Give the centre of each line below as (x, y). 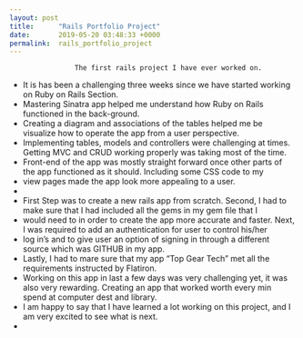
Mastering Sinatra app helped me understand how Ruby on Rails (143, 104)
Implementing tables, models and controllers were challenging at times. (157, 143)
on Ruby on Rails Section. (71, 94)
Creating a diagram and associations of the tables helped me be (143, 124)
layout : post (34, 18)
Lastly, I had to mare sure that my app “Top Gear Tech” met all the (146, 259)
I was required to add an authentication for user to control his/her (145, 230)
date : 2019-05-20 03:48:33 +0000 (85, 35)
